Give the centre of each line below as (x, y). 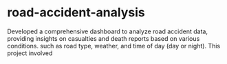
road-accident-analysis (76, 13)
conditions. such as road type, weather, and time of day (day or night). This (114, 46)
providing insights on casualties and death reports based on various (104, 38)
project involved (30, 53)
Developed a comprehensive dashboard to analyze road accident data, (108, 31)
